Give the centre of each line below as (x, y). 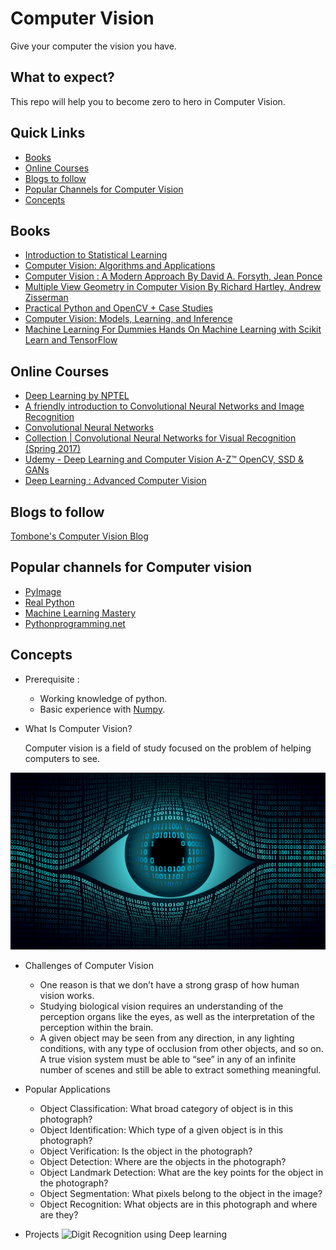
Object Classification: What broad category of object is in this (166, 1109)
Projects (42, 1234)
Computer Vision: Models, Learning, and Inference (128, 319)
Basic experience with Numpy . (102, 709)
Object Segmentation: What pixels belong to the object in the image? (181, 1194)
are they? (59, 1215)
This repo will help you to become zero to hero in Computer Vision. (148, 101)
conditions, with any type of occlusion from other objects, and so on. (181, 1049)
